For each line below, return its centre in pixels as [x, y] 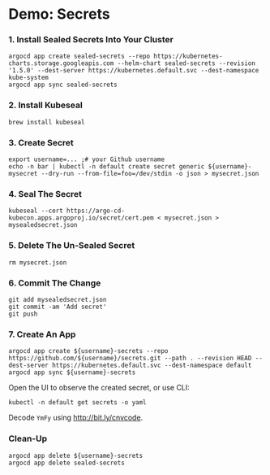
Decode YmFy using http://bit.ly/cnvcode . [76, 418]
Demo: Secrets [60, 14]
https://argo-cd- [96, 211]
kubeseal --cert [36, 211]
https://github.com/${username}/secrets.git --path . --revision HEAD [130, 359]
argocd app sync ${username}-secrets [72, 373]
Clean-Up [28, 438]
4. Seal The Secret [45, 194]
